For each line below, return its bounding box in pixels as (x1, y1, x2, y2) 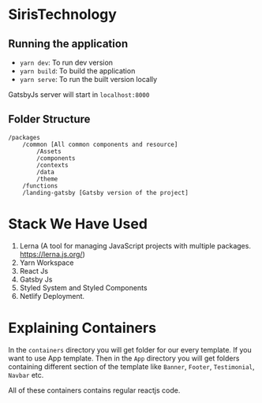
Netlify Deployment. (19, 291, 85, 300)
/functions (22, 181, 58, 190)
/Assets (36, 147, 62, 155)
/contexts (36, 161, 69, 169)
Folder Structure (8, 113, 91, 126)
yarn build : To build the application (19, 66, 136, 76)
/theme (36, 175, 58, 183)
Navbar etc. (8, 370, 44, 379)
